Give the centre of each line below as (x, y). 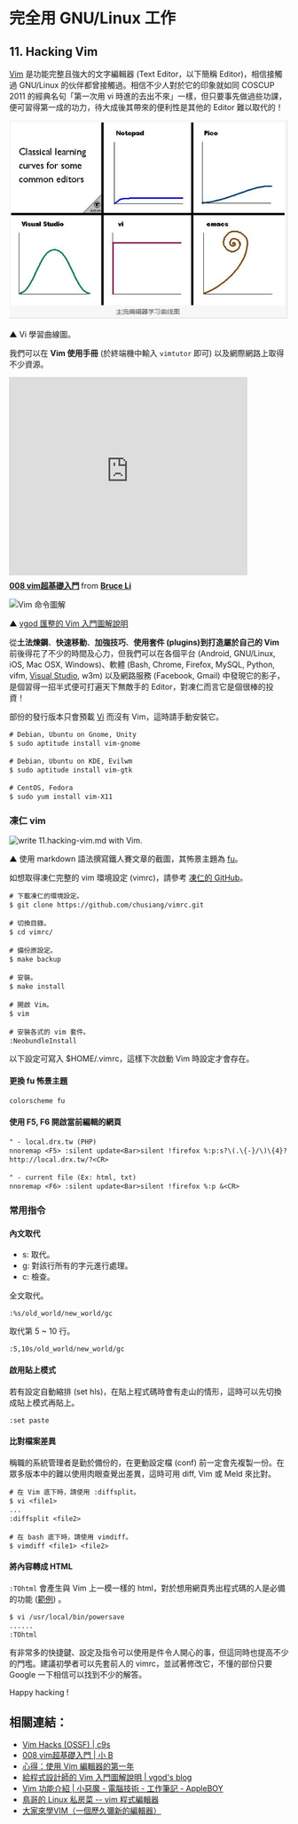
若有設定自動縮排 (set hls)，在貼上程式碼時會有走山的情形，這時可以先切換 (145, 1392)
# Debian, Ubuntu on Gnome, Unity (73, 734)
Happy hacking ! (39, 1693)
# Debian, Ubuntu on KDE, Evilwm (71, 761)
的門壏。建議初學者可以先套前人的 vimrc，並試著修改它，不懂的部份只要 (141, 1664)
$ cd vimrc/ (31, 932)
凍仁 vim (27, 821)
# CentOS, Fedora (41, 788)
